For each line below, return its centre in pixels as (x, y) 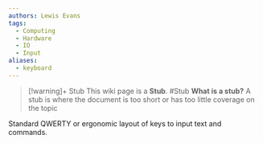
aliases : (23, 61)
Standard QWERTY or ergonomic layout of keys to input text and (115, 123)
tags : (17, 23)
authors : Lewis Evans (45, 16)
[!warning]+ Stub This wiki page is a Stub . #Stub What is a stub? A (139, 91)
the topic (43, 108)
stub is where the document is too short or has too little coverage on (141, 99)
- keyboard (34, 68)
